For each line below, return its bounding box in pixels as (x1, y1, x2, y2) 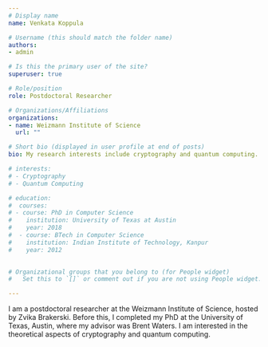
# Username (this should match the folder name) (8, 34, 173, 41)
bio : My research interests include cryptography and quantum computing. (8, 151, 259, 159)
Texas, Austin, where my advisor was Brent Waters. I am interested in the (8, 321, 249, 331)
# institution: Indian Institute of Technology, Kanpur (8, 239, 209, 246)
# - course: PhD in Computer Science (8, 209, 134, 217)
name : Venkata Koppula (8, 19, 84, 27)
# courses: (8, 201, 48, 210)
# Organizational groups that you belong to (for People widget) (8, 268, 230, 276)
